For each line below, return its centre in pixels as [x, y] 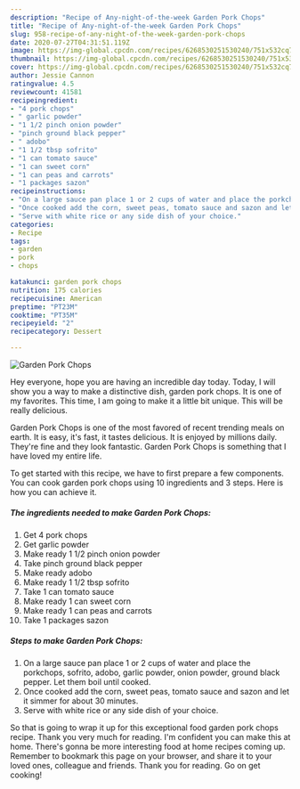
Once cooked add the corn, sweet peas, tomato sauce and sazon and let [156, 691]
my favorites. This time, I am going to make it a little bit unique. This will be [146, 401]
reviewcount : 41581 [46, 92]
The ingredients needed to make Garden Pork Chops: [111, 512]
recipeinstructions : [49, 191]
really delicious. [39, 410]
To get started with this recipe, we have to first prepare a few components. [147, 473]
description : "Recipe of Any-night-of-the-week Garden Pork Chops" [138, 17]
